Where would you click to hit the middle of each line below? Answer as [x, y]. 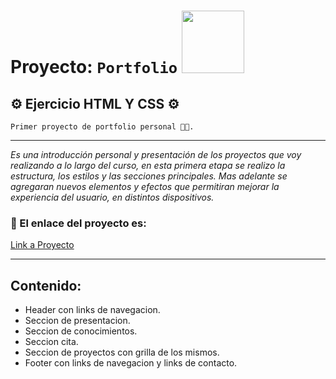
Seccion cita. [51, 342]
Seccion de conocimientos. [81, 331]
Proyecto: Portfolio [94, 67]
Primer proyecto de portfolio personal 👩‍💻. [102, 127]
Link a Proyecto [42, 245]
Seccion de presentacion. [77, 321]
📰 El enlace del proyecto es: [78, 223]
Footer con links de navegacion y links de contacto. [131, 363]
